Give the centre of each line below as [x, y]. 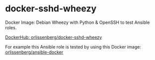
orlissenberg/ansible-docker [34, 52]
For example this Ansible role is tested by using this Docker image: [73, 47]
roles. [11, 27]
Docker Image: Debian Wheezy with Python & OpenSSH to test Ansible [77, 22]
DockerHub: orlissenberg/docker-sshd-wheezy [54, 37]
